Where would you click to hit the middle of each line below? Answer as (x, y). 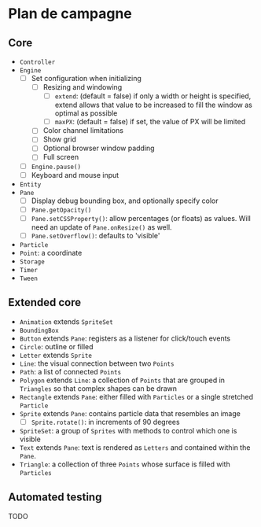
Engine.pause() (56, 167)
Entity (30, 184)
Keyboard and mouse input (75, 175)
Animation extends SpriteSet (66, 321)
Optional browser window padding (99, 148)
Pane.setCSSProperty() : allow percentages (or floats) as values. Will (141, 218)
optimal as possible (86, 113)
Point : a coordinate (51, 252)
